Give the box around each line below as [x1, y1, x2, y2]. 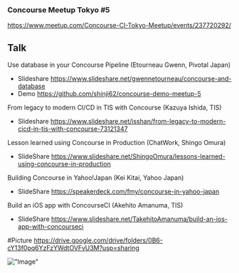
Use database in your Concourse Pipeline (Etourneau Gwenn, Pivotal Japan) [7, 60, 231, 69]
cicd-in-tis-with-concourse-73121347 [17, 124, 128, 133]
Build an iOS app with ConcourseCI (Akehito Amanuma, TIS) [7, 201, 184, 210]
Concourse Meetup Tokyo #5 [7, 5, 110, 15]
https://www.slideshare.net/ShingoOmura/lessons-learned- [51, 152, 225, 161]
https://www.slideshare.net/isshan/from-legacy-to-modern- [50, 117, 226, 126]
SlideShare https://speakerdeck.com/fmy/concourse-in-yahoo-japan [17, 187, 220, 196]
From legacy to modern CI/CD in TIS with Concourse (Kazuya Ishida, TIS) [7, 103, 222, 112]
